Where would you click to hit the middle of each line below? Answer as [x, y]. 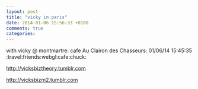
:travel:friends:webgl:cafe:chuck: [47, 57]
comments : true [25, 28]
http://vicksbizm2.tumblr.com [42, 80]
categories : [21, 34]
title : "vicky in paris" [37, 17]
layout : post [22, 12]
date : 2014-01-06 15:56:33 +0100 [47, 23]
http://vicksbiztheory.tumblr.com [46, 68]
